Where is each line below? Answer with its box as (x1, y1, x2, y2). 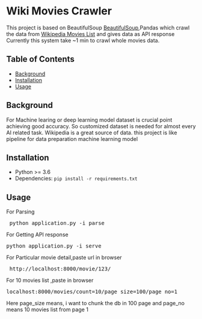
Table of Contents (6, 54, 75, 64)
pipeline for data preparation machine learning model (6, 135, 138, 142)
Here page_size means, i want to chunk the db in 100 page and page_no (6, 300, 185, 307)
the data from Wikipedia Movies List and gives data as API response (6, 30, 175, 37)
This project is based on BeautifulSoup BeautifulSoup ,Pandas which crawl (6, 24, 190, 31)
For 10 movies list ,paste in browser (6, 277, 94, 284)
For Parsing (6, 208, 35, 215)
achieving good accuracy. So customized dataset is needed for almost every (6, 122, 197, 130)
